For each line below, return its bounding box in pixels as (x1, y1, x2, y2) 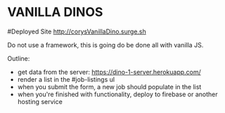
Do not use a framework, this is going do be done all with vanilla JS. (7, 40, 204, 49)
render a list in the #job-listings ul (17, 75, 115, 84)
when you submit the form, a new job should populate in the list (17, 82, 202, 91)
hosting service (17, 97, 63, 105)
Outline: (7, 54, 30, 63)
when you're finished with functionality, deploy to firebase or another (17, 90, 218, 98)
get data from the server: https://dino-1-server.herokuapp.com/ (17, 68, 202, 76)
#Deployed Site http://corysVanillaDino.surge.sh (7, 27, 146, 36)
